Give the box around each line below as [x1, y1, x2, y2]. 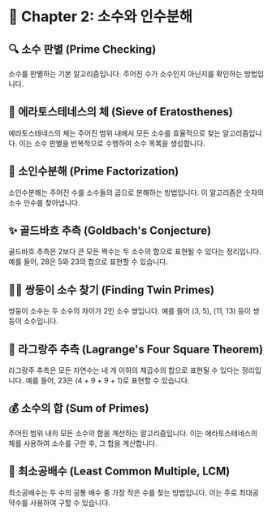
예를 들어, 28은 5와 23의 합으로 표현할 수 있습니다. [8, 257, 169, 266]
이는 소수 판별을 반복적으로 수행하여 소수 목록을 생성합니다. [19, 138, 205, 148]
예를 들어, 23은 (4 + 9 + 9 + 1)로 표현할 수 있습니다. [25, 375, 190, 386]
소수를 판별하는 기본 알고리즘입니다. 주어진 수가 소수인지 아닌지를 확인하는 [8, 69, 243, 78]
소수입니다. [23, 316, 59, 326]
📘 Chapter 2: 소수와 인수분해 [8, 7, 193, 26]
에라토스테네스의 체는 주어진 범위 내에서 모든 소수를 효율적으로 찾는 [8, 128, 221, 138]
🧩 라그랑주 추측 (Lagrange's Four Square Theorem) [8, 342, 264, 356]
